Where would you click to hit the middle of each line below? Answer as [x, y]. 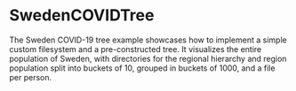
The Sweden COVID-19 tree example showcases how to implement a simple [148, 40]
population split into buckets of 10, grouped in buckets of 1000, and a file [142, 68]
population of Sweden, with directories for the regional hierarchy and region [148, 58]
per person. [31, 77]
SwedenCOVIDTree [82, 15]
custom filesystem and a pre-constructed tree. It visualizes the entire [136, 49]
